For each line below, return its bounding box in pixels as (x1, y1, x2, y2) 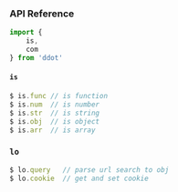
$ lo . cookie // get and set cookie (9, 174, 149, 183)
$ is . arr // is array (9, 126, 96, 135)
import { (9, 28, 43, 37)
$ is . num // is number (9, 99, 100, 109)
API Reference (9, 7, 75, 20)
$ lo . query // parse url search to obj (9, 165, 170, 175)
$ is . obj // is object (9, 116, 100, 126)
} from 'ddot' (9, 53, 64, 62)
